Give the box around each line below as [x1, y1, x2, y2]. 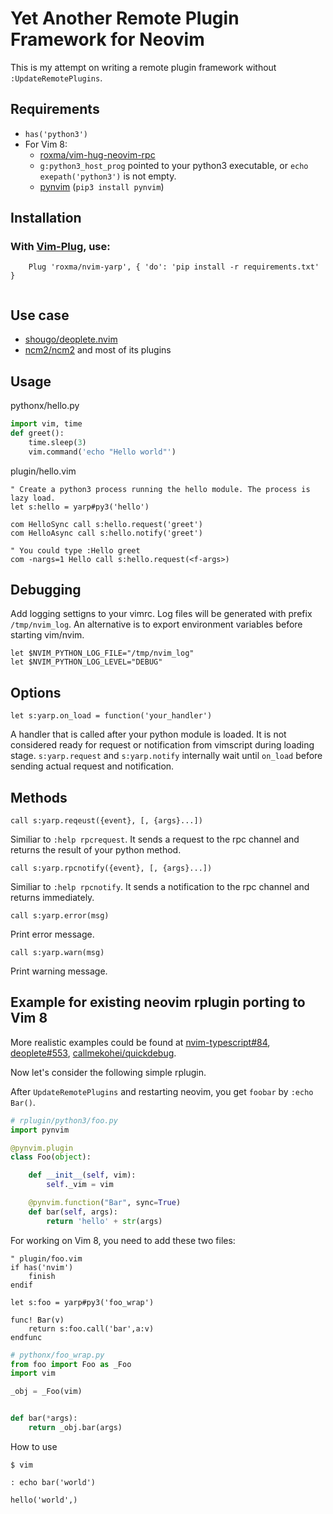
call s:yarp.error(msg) [10, 911, 110, 921]
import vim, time [10, 419, 83, 429]
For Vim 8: [24, 138, 68, 150]
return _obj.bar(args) [28, 1423, 123, 1433]
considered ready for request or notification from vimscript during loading [10, 739, 315, 751]
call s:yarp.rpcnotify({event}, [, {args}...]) [10, 863, 213, 873]
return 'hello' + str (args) [46, 1216, 163, 1226]
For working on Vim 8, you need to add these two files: [10, 1234, 236, 1246]
